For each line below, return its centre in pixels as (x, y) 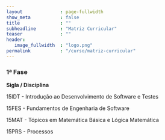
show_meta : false (43, 17)
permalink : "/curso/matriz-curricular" (71, 51)
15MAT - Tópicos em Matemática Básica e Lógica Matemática (83, 120)
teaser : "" (39, 34)
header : (16, 40)
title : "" (39, 23)
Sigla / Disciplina (28, 85)
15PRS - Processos (30, 132)
